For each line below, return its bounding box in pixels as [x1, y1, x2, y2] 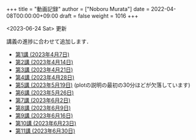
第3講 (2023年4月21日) [15, 66, 73, 73]
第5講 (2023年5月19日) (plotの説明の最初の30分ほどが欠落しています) [15, 81, 191, 89]
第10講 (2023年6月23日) [15, 120, 76, 127]
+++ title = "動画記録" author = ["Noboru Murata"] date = [6, 6, 150, 12]
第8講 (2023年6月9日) [15, 105, 71, 111]
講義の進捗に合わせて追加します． [6, 38, 92, 45]
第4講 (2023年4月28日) [15, 74, 74, 81]
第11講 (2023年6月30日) [15, 127, 76, 134]
